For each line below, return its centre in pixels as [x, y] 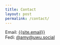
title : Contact [21, 9]
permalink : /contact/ [27, 18]
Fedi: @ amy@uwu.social [30, 37]
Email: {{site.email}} [25, 32]
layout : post [18, 14]
